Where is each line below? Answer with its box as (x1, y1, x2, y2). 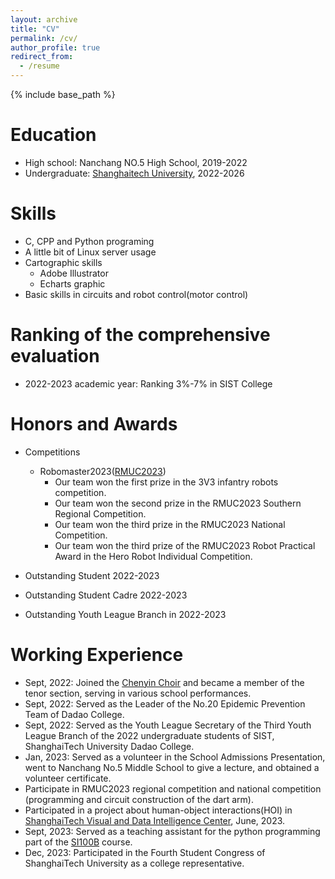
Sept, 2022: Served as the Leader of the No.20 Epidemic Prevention (24, 697, 306, 710)
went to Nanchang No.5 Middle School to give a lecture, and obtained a (24, 761, 320, 773)
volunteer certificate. (24, 772, 112, 784)
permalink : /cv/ (10, 33, 78, 43)
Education (10, 124, 97, 146)
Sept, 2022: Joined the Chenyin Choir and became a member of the (24, 676, 305, 688)
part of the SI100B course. (24, 836, 133, 848)
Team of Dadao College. (24, 708, 125, 720)
